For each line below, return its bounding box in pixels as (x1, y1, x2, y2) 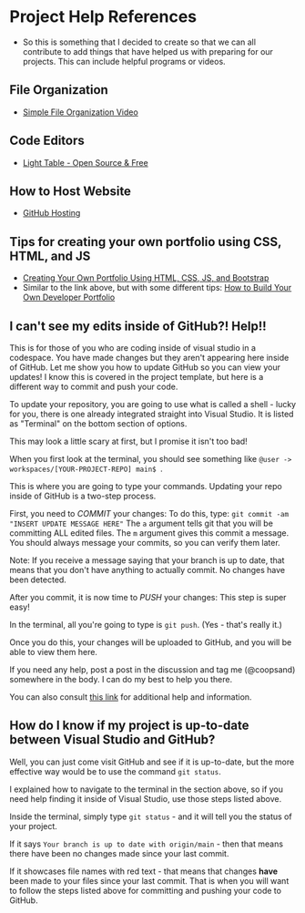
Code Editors (9, 133, 85, 149)
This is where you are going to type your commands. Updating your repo (9, 481, 282, 491)
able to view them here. (9, 647, 98, 657)
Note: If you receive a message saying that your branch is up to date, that (9, 555, 285, 566)
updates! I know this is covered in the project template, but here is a (9, 372, 264, 382)
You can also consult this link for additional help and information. (9, 692, 252, 703)
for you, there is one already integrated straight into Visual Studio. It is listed (9, 408, 294, 419)
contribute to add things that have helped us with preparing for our (22, 46, 273, 56)
